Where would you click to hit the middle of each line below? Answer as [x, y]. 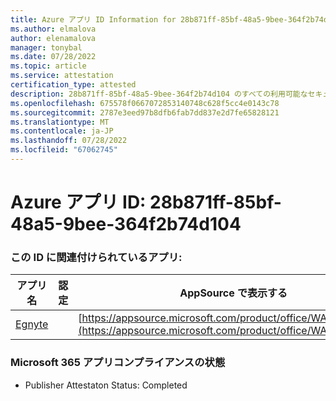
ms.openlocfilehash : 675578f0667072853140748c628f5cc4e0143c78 [145, 103]
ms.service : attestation [62, 76]
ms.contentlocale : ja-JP [62, 131]
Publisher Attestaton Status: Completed [106, 385]
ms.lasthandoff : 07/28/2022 [69, 141]
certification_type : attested [73, 85]
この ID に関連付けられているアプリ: [96, 257]
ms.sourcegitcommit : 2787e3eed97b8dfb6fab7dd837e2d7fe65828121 [145, 112]
